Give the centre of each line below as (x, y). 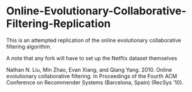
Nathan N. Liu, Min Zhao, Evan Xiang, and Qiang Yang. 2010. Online (89, 69)
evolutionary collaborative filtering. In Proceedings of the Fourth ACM (92, 76)
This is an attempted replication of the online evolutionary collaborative (94, 40)
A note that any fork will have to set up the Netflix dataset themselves (92, 58)
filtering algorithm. (29, 47)
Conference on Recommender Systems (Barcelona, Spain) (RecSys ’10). (95, 82)
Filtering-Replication (59, 24)
